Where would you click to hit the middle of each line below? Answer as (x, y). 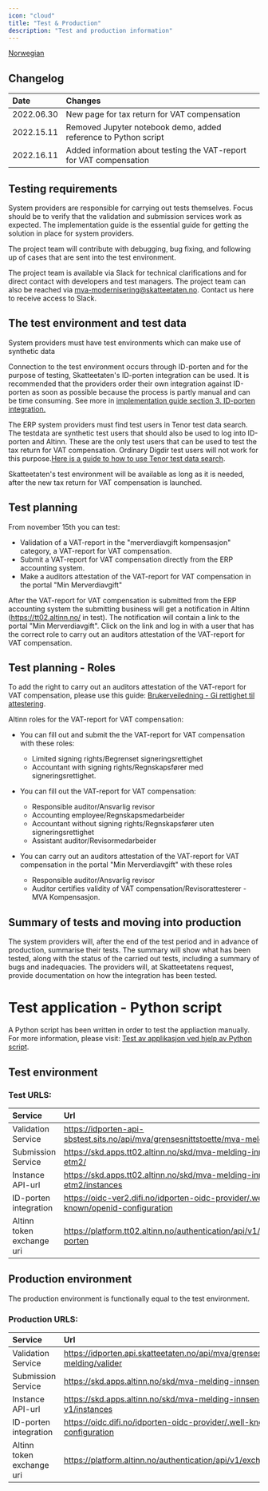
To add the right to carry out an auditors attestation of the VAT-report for (127, 687)
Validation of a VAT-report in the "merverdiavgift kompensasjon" (125, 542)
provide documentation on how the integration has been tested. (113, 976)
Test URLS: (30, 1095)
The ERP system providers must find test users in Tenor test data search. (128, 424)
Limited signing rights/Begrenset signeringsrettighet (117, 759)
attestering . (27, 704)
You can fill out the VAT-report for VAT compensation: (108, 791)
